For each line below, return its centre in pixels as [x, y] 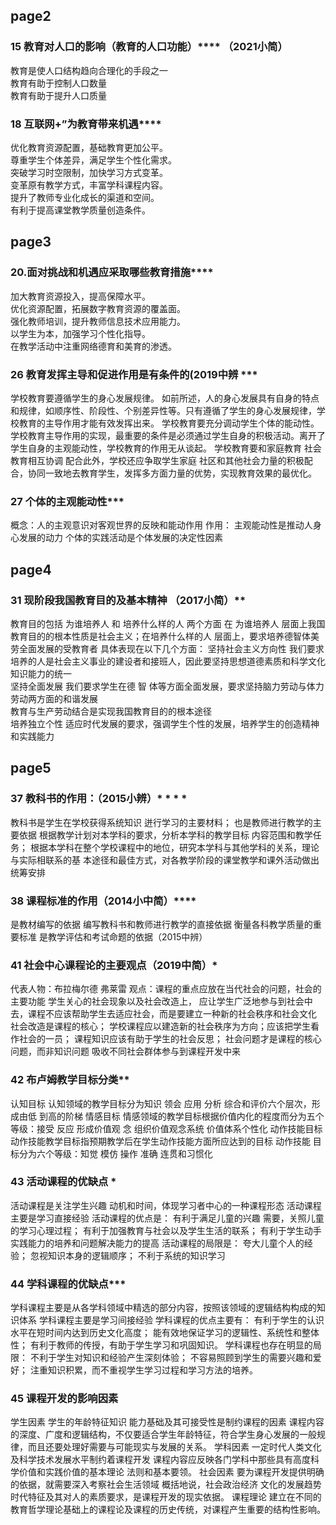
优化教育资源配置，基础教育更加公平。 [89, 147]
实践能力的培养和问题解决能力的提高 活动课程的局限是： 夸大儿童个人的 [157, 1243]
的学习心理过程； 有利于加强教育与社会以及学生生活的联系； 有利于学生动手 [166, 1230]
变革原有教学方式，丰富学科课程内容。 [89, 185]
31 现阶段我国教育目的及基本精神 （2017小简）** [128, 600]
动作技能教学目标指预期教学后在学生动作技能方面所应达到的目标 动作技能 [160, 1141]
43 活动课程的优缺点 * [63, 1182]
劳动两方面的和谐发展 [54, 698]
